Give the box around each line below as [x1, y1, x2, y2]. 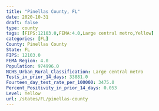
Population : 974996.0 [6, 63, 59, 69]
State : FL [6, 47, 31, 53]
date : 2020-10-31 [6, 14, 49, 20]
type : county [6, 25, 38, 31]
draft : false [6, 19, 38, 25]
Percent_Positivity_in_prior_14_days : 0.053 [6, 85, 117, 91]
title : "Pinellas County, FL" [6, 8, 81, 15]
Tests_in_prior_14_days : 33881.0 [6, 74, 88, 80]
